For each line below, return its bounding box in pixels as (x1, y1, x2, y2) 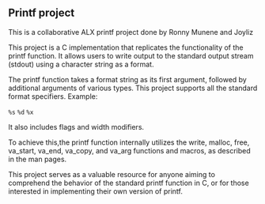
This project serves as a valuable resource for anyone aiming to (8, 169, 216, 179)
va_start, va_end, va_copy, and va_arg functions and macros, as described (8, 145, 251, 155)
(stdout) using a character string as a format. (8, 59, 154, 69)
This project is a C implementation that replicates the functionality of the (8, 43, 244, 52)
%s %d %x (8, 108, 34, 116)
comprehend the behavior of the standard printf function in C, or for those (8, 178, 249, 187)
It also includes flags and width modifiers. (8, 122, 145, 131)
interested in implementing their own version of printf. (8, 186, 184, 196)
